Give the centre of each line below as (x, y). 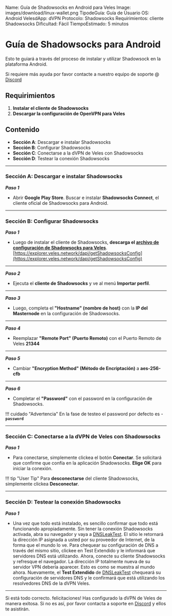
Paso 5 (13, 358)
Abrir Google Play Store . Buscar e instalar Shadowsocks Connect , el (86, 198)
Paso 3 (13, 298)
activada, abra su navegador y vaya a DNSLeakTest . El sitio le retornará (88, 534)
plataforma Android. (26, 64)
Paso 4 (13, 329)
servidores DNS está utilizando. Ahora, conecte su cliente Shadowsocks (89, 556)
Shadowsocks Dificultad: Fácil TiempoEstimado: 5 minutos (67, 24)
